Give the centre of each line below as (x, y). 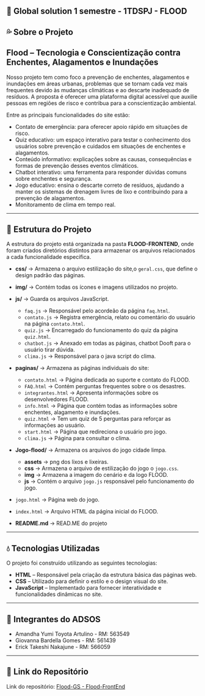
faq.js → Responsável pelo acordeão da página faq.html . (97, 311)
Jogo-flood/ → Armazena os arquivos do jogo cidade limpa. (91, 450)
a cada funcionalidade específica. (49, 257)
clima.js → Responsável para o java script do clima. (90, 356)
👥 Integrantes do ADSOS (53, 619)
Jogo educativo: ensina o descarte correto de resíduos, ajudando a (99, 185)
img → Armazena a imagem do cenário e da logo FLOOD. (96, 475)
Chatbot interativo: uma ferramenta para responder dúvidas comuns (101, 172)
